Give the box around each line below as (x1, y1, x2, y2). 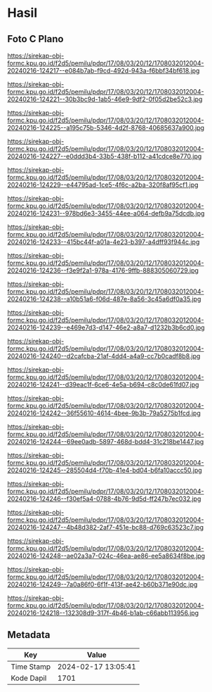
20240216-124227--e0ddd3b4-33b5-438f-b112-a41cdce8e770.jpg (7, 152, 202, 160)
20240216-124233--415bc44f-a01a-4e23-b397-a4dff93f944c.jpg (7, 237, 200, 246)
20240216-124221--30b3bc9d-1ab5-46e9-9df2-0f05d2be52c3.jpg (7, 95, 203, 103)
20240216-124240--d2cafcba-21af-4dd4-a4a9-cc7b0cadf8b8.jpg (7, 352, 201, 360)
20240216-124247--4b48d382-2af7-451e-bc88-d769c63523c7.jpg (7, 523, 204, 531)
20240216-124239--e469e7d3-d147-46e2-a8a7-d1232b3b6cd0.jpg (7, 323, 205, 332)
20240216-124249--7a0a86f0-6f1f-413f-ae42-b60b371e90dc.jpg (7, 580, 198, 588)
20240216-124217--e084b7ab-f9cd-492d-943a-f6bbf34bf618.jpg (7, 67, 200, 74)
